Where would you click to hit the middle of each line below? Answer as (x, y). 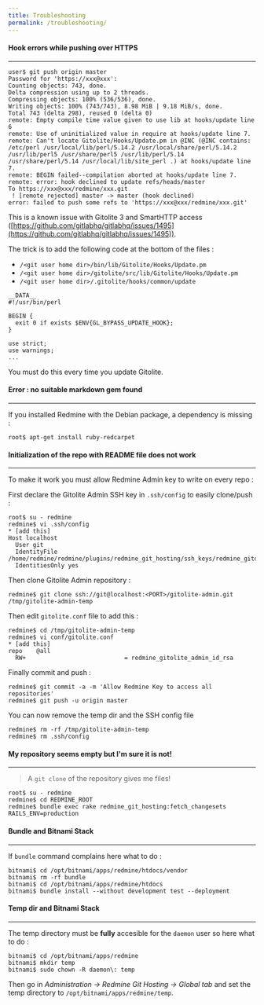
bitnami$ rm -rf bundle (47, 877)
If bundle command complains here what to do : (85, 856)
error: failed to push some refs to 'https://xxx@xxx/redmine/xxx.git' (128, 202)
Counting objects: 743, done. (58, 86)
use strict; (27, 343)
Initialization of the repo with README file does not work (102, 455)
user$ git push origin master (58, 72)
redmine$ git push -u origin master (68, 701)
